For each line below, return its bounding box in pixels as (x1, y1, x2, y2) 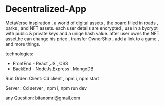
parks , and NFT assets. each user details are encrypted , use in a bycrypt (5, 25, 158, 31)
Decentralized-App (5, 3, 87, 15)
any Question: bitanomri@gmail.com (5, 95, 80, 101)
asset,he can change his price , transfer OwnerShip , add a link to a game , (5, 36, 159, 42)
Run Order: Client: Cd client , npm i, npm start (5, 75, 99, 81)
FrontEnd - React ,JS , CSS (12, 60, 69, 66)
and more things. (5, 41, 40, 47)
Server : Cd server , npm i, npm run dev (5, 85, 87, 91)
